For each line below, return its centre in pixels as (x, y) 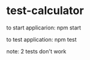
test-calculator (45, 11)
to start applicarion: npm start (44, 28)
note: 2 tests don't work (36, 51)
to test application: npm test (42, 39)
